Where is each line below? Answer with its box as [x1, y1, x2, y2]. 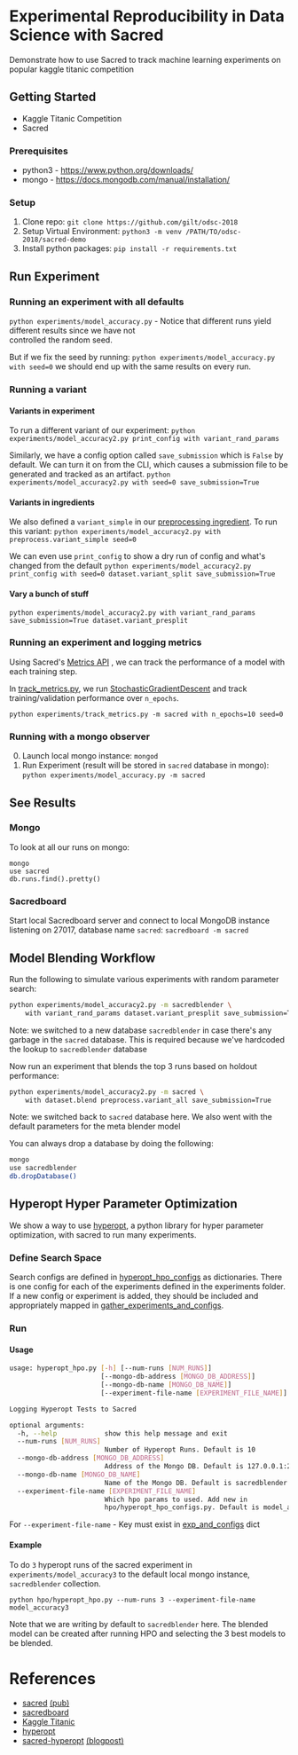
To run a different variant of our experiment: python [9, 425, 196, 436]
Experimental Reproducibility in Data [9, 6, 286, 27]
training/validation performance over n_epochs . [9, 692, 179, 703]
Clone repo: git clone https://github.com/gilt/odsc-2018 [21, 216, 239, 227]
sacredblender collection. [9, 1578, 102, 1589]
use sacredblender [9, 1164, 77, 1173]
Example [9, 1539, 43, 1550]
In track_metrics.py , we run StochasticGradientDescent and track [9, 683, 247, 694]
